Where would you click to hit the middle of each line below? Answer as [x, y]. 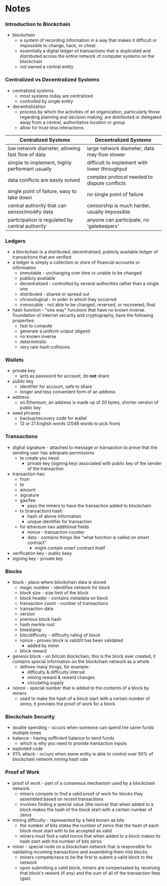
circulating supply [45, 682]
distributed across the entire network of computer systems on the [87, 56]
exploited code [28, 749]
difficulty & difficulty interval [56, 672]
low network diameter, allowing [44, 148]
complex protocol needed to [120, 177]
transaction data [37, 608]
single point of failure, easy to [42, 191]
